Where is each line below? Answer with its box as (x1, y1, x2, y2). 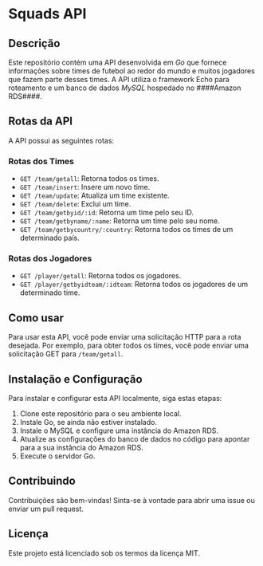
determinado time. (19, 288, 80, 297)
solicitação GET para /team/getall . (8, 349, 124, 359)
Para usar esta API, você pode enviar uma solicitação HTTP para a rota (8, 332, 241, 342)
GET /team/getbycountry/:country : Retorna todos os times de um (19, 225, 234, 234)
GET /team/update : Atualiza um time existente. (19, 191, 170, 200)
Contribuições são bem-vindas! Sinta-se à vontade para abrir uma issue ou (8, 495, 255, 505)
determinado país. (19, 233, 80, 243)
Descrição (8, 37, 61, 50)
